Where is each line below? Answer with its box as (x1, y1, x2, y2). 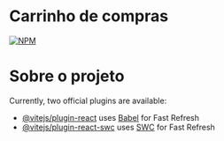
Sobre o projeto (9, 66, 125, 86)
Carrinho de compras (9, 6, 169, 26)
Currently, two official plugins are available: (9, 95, 167, 106)
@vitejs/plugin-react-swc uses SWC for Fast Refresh (21, 122, 215, 132)
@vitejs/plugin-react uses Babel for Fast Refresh (21, 112, 200, 122)
